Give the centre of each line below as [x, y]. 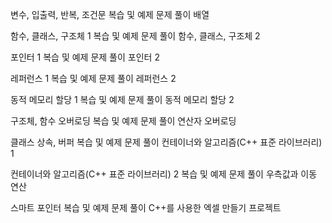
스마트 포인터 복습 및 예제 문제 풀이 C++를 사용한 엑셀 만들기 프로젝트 [146, 207]
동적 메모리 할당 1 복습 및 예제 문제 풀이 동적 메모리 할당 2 [122, 99]
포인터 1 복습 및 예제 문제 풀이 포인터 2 [85, 57]
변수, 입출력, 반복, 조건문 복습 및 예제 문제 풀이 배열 [110, 14]
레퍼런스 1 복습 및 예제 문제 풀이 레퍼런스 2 [93, 78]
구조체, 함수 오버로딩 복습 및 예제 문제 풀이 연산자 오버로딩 [123, 121]
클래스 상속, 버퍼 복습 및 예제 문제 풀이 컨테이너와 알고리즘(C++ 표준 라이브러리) [166, 142]
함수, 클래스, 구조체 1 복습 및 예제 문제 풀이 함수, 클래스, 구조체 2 [135, 36]
